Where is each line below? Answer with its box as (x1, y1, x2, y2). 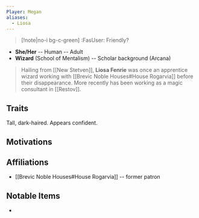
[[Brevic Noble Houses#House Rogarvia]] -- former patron (14, 173, 161, 181)
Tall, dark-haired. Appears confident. (6, 119, 98, 127)
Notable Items (6, 191, 60, 201)
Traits (6, 103, 29, 114)
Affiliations (6, 157, 49, 167)
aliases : (6, 14, 28, 21)
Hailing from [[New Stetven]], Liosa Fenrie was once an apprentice (21, 66, 188, 74)
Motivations (6, 136, 52, 147)
